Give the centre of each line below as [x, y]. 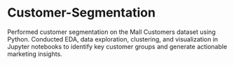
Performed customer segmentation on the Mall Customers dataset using [111, 32]
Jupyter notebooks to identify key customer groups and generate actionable [117, 46]
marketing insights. [35, 54]
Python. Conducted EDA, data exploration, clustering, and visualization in [113, 39]
